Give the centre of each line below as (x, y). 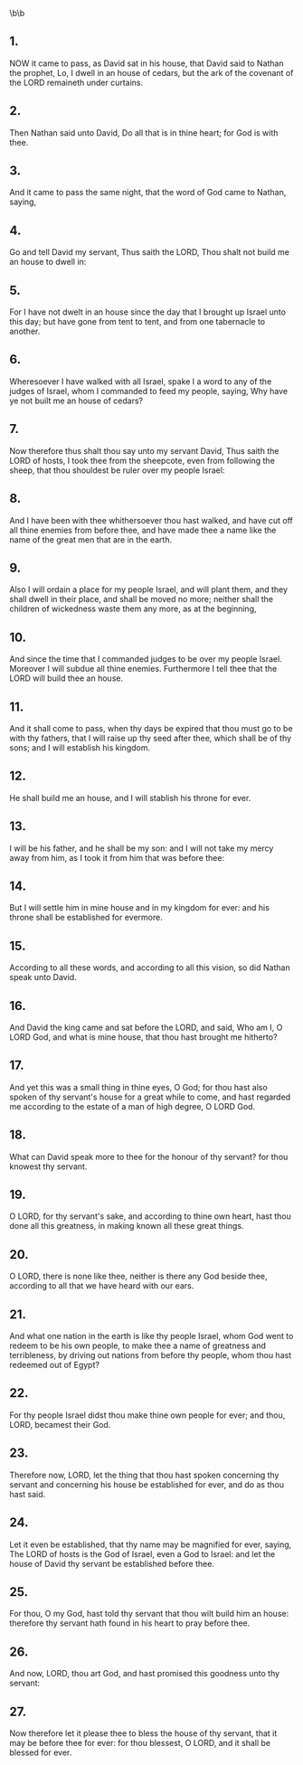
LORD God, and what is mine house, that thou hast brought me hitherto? (143, 1037)
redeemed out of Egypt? (54, 1365)
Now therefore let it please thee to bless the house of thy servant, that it (143, 1733)
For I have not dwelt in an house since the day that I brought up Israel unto (148, 312)
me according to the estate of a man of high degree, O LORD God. (133, 1106)
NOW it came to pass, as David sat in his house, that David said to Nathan (147, 63)
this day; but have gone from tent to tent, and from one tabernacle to (137, 322)
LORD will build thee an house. (66, 678)
